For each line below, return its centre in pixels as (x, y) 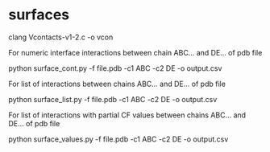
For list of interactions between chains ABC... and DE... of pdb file (117, 84)
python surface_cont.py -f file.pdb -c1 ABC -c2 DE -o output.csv (115, 68)
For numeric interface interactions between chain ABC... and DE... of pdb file (135, 52)
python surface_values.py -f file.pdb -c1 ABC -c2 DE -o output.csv (118, 139)
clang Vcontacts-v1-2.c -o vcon (61, 37)
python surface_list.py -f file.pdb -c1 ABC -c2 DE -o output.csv (113, 99)
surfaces (39, 15)
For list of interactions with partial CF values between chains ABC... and (127, 115)
